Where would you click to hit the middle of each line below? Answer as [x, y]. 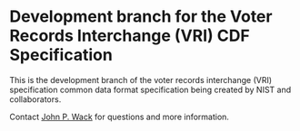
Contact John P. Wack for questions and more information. [120, 117]
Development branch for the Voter [141, 17]
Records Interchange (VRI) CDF [130, 36]
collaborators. [35, 99]
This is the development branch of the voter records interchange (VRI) [141, 80]
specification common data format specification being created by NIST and [150, 89]
